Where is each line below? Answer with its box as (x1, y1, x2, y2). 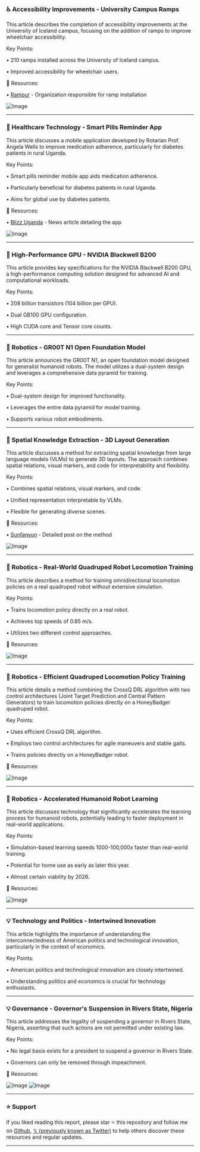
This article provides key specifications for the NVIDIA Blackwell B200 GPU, (6, 264, 192, 271)
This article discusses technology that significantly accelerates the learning (6, 808, 192, 815)
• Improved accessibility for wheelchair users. (6, 68, 119, 76)
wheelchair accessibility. (6, 33, 67, 40)
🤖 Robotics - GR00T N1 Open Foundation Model (6, 343, 146, 351)
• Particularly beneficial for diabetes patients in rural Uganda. (6, 184, 157, 191)
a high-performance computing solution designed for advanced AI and (6, 270, 180, 277)
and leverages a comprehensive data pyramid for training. (6, 370, 148, 377)
